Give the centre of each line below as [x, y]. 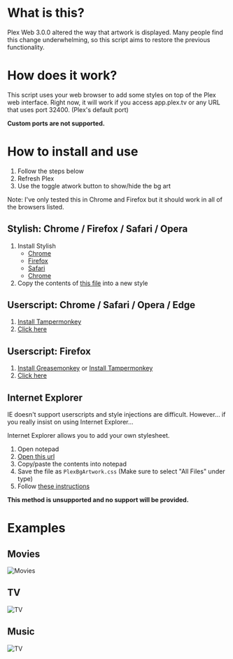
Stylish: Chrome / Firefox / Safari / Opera [98, 229]
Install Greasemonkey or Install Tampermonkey [85, 368]
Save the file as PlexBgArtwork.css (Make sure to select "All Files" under [121, 471]
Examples [36, 528]
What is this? [46, 13]
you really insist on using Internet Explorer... [71, 422]
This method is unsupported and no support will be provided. [98, 500]
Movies [24, 554]
